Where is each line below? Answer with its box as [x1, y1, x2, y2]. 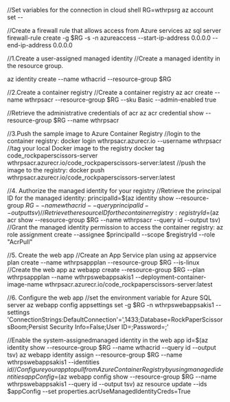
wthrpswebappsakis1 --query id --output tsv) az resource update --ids [7, 380, 207, 388]
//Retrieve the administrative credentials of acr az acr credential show [7, 109, 205, 117]
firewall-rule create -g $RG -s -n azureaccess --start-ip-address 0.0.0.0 [7, 34, 211, 42]
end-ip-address [7, 41, 51, 49]
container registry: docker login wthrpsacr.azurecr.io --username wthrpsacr [7, 137, 222, 145]
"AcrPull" [7, 238, 33, 246]
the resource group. [7, 62, 64, 69]
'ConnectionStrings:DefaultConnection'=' [7, 315, 124, 324]
